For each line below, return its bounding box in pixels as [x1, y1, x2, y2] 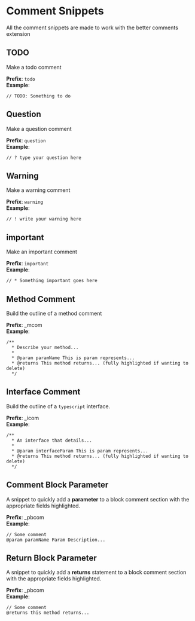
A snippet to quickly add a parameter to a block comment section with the [6, 495, 190, 503]
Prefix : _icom [6, 414, 39, 421]
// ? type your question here [6, 154, 82, 161]
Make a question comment [6, 125, 72, 132]
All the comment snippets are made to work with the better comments [6, 24, 178, 31]
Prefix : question [6, 136, 46, 144]
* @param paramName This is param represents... [11, 355, 135, 361]
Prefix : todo [6, 75, 35, 82]
